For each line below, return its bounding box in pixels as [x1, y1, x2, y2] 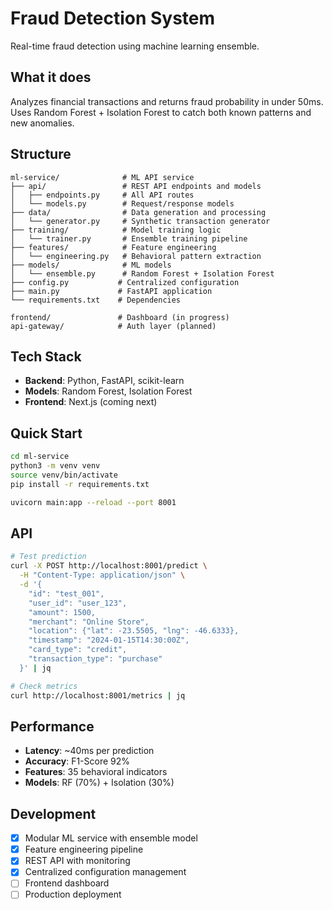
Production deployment [24, 888, 122, 901]
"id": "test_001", [28, 588, 105, 599]
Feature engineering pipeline [24, 843, 144, 856]
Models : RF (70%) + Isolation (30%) [24, 777, 175, 789]
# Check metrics [10, 681, 78, 691]
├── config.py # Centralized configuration [10, 277, 240, 287]
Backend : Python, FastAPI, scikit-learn [24, 375, 185, 387]
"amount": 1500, [28, 607, 97, 617]
